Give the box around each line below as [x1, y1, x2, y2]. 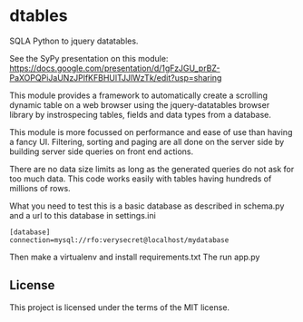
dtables [9, 5, 68, 26]
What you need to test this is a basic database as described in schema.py [9, 200, 285, 211]
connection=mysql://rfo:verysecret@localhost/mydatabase [9, 235, 230, 245]
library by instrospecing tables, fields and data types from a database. [9, 109, 272, 120]
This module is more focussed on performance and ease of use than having [9, 126, 293, 137]
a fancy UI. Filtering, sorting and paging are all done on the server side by [9, 136, 285, 147]
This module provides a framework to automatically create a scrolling [9, 90, 268, 101]
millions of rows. [9, 182, 71, 193]
